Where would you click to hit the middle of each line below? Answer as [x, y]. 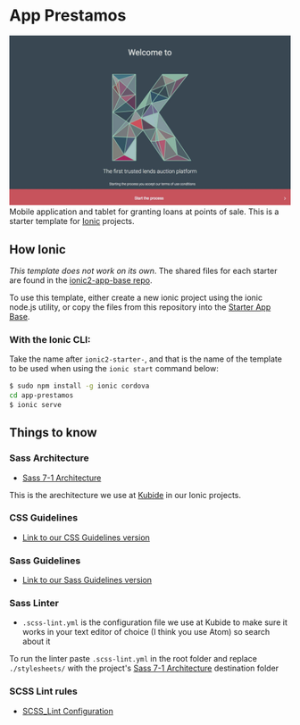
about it [36, 642]
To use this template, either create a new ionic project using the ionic [136, 297]
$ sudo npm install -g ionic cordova [79, 386]
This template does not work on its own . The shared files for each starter [143, 271]
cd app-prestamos [42, 396]
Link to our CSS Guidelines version [86, 537]
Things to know [53, 433]
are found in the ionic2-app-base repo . [81, 280]
